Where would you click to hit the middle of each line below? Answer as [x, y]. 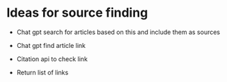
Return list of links [42, 72]
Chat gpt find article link [51, 45]
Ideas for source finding [77, 13]
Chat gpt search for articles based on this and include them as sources [118, 32]
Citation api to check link [52, 59]
